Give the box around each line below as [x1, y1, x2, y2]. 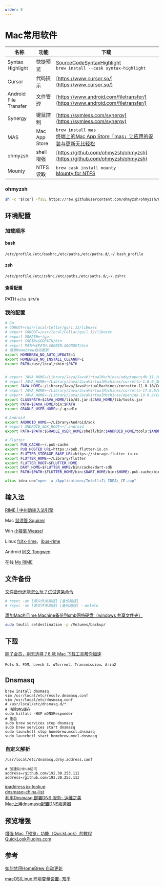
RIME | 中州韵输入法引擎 [5, 507, 54, 513]
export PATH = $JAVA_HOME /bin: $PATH [5, 402, 76, 407]
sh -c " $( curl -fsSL [5, 197, 47, 202]
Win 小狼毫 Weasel [5, 528, 43, 534]
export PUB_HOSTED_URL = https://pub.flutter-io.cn [5, 446, 108, 452]
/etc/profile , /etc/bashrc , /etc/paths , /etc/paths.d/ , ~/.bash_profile [5, 251, 143, 257]
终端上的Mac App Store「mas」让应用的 [56, 133, 149, 140]
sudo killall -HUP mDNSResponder [5, 711, 73, 716]
